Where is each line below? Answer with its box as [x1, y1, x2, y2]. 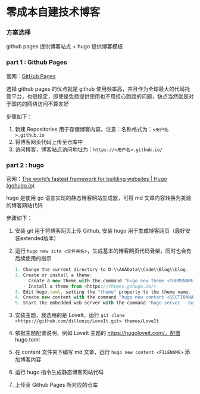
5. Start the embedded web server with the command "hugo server [14, 300, 180, 306]
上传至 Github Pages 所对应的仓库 [14, 381, 98, 389]
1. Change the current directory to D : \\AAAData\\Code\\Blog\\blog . [14, 267, 189, 273]
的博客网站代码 [6, 202, 43, 209]
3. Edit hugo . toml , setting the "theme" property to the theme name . [14, 289, 192, 295]
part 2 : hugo [6, 161, 45, 169]
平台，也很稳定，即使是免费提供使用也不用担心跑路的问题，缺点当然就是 [11, 93, 189, 100]
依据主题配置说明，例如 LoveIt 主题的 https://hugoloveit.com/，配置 [14, 330, 180, 337]
